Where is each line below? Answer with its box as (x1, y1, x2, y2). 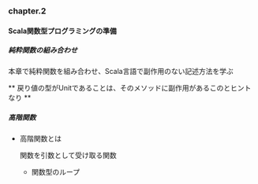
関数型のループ (31, 167, 80, 177)
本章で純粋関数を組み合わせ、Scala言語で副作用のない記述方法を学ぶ (8, 67, 234, 76)
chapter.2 (8, 6, 47, 17)
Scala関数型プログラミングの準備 (8, 26, 117, 35)
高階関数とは (19, 134, 62, 143)
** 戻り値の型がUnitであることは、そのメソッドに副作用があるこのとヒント (8, 83, 252, 93)
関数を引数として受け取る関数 (19, 151, 117, 160)
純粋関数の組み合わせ (8, 46, 77, 55)
